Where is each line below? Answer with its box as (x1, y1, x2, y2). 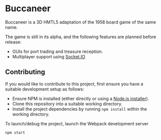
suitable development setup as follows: (5, 86, 85, 92)
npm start (5, 130, 26, 135)
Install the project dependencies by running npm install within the (12, 106, 147, 112)
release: (5, 39, 22, 45)
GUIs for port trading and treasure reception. (12, 48, 103, 54)
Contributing (5, 68, 45, 76)
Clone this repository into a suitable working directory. (12, 101, 123, 107)
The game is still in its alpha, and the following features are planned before (5, 34, 157, 40)
